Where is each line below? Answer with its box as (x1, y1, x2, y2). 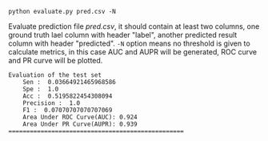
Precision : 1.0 (22, 99, 81, 107)
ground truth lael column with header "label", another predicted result (8, 30, 238, 39)
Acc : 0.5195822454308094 (22, 92, 113, 100)
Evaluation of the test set (8, 71, 102, 79)
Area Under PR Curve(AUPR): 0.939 (22, 120, 138, 128)
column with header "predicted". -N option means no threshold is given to (8, 38, 250, 48)
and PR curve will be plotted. (8, 56, 103, 65)
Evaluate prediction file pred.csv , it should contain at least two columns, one (8, 22, 260, 31)
